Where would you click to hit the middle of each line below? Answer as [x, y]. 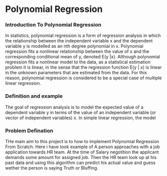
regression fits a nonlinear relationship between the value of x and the [77, 51]
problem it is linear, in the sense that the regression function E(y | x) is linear [83, 67]
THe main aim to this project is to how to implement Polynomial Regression [82, 142]
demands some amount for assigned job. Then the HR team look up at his [81, 158]
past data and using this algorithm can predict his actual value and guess [80, 163]
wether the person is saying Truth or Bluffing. [52, 168]
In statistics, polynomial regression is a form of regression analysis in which [83, 35]
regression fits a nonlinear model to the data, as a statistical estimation [78, 62]
